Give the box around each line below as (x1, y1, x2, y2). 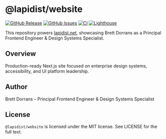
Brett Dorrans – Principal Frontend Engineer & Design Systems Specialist (5, 96, 154, 102)
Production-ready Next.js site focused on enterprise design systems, (5, 62, 147, 68)
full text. (5, 129, 22, 135)
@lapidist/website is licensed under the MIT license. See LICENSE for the (5, 123, 157, 129)
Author (5, 82, 27, 91)
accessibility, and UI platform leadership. (5, 68, 89, 74)
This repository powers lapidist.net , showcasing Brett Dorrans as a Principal (5, 29, 161, 35)
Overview (5, 49, 36, 58)
